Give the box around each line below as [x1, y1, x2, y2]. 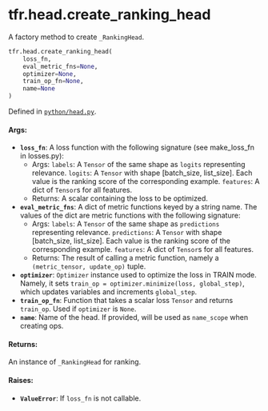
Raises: [8, 376, 34, 385]
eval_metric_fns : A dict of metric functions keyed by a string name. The [19, 202, 258, 212]
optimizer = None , [22, 70, 78, 78]
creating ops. [19, 321, 64, 331]
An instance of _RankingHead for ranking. [8, 357, 142, 367]
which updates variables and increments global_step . [19, 287, 198, 297]
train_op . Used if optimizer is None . [19, 304, 137, 313]
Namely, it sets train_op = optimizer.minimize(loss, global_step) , [19, 278, 246, 289]
